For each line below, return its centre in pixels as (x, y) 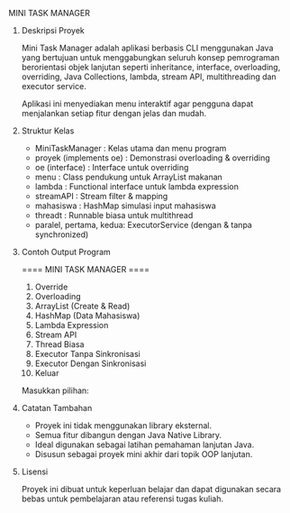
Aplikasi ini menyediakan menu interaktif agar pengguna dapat (137, 104)
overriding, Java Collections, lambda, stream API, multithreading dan (149, 77)
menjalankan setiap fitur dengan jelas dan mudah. (114, 113)
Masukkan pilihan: (55, 390)
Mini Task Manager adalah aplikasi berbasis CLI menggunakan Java (147, 48)
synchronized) (62, 234)
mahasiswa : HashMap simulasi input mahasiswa (126, 206)
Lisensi (35, 472)
